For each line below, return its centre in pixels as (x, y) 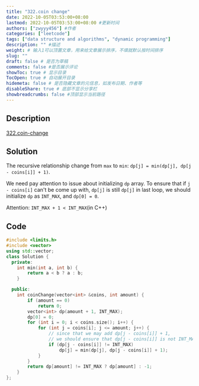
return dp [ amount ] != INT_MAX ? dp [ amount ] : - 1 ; (90, 367)
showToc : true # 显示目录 (36, 72)
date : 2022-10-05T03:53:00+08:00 (47, 17)
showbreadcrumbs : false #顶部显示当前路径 (56, 94)
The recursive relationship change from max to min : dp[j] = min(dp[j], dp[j (99, 166)
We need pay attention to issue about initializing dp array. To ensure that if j (98, 183)
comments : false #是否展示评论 (42, 67)
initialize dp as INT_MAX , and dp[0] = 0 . (52, 196)
